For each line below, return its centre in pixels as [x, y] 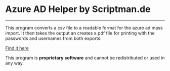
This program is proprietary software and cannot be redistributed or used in [85, 57]
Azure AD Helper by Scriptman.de [78, 9]
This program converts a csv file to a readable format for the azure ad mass [84, 27]
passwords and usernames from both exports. [54, 38]
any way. [15, 63]
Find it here [17, 48]
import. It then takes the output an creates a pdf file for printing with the [80, 33]
